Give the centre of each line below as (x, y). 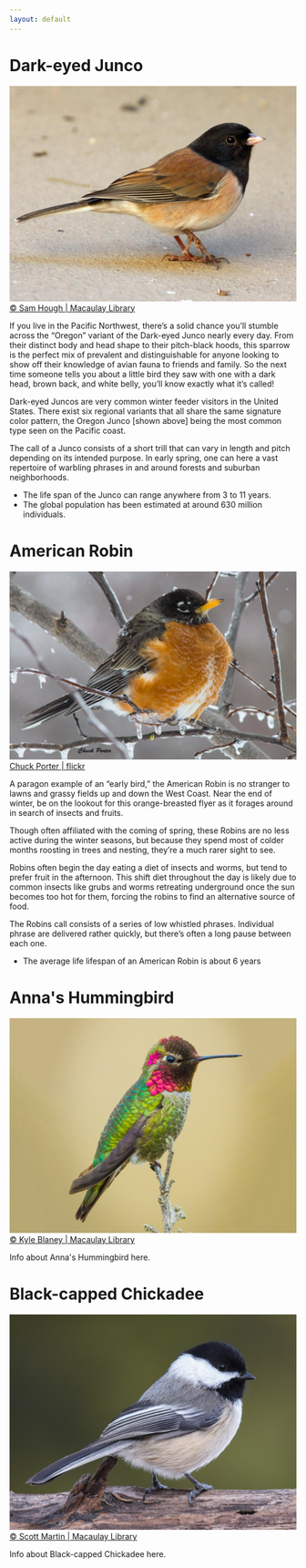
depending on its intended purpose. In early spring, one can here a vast (144, 458)
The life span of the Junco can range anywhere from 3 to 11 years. (147, 495)
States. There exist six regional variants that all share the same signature (146, 411)
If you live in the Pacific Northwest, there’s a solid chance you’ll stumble (144, 325)
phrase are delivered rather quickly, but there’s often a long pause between (150, 934)
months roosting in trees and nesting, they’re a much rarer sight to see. (143, 850)
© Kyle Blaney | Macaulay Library (72, 1240)
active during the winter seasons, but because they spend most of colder (147, 840)
